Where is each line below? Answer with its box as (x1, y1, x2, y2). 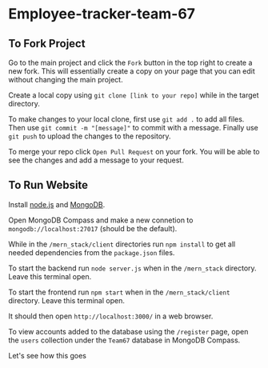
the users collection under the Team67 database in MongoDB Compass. (8, 335, 241, 345)
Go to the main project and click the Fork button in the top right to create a (8, 58, 253, 67)
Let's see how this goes (8, 350, 86, 360)
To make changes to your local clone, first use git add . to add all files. (8, 114, 245, 124)
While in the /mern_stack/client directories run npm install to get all (8, 239, 236, 249)
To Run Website (8, 178, 89, 192)
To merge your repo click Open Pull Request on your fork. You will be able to (8, 147, 260, 156)
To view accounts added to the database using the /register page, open (8, 326, 249, 336)
